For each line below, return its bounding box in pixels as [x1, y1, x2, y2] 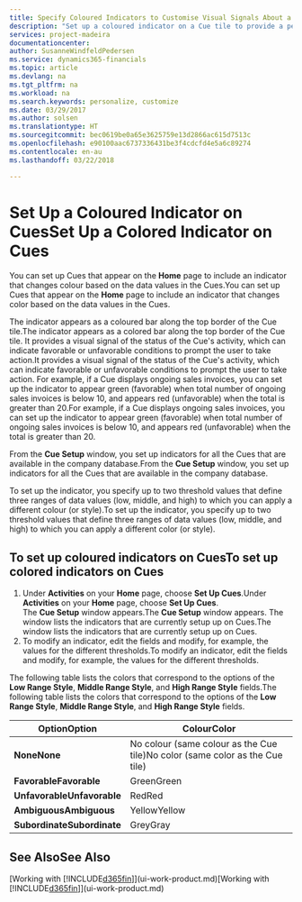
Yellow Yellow [129, 804, 186, 816]
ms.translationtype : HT [9, 123, 99, 132]
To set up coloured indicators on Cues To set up [9, 550, 279, 565]
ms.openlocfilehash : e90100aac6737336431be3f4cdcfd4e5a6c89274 [9, 139, 252, 148]
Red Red [129, 789, 164, 802]
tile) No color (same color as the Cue [129, 749, 283, 761]
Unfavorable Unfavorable [13, 789, 121, 802]
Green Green [129, 775, 182, 788]
